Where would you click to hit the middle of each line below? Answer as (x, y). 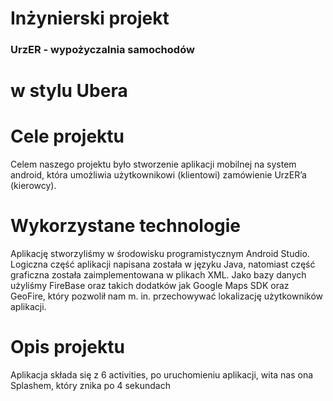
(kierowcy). (33, 186)
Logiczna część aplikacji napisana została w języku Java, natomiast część (163, 264)
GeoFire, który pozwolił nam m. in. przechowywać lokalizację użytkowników (167, 296)
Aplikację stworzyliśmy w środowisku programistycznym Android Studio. (160, 254)
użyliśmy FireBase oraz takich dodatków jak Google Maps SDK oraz (150, 286)
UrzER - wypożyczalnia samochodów (102, 50)
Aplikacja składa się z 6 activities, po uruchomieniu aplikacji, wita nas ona (162, 375)
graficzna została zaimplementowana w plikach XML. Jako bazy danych (158, 275)
